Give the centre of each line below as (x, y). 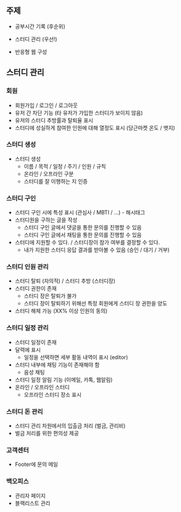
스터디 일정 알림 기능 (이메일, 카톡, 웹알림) (64, 380)
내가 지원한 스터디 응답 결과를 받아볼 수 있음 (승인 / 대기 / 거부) (97, 250)
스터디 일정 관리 (27, 328)
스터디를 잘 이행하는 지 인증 (56, 181)
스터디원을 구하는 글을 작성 (46, 220)
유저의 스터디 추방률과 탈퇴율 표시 (54, 120)
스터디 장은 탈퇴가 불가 (50, 296)
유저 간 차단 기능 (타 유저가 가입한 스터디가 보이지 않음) (79, 113)
